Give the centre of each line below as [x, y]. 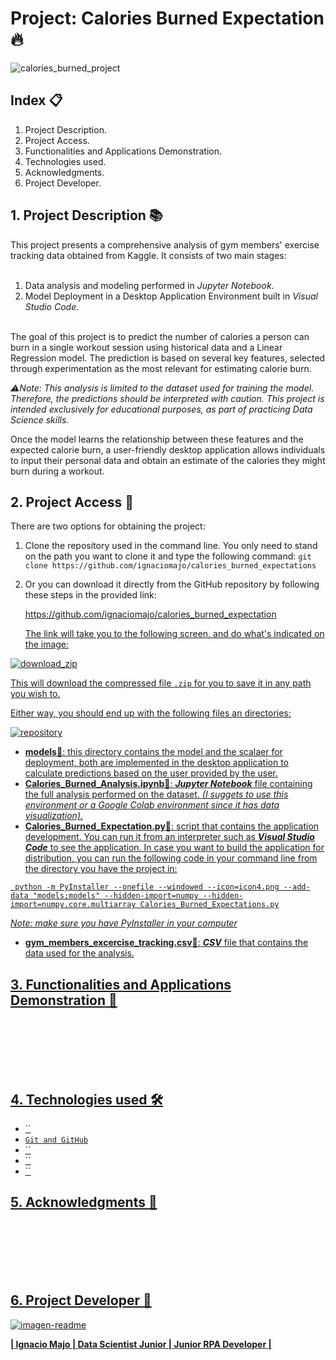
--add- [297, 887]
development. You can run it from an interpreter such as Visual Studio [169, 837]
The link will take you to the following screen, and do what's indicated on [174, 634]
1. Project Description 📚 [86, 215]
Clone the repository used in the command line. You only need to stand [171, 546]
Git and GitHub [56, 1140]
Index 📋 [36, 100]
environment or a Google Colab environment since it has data [152, 805]
